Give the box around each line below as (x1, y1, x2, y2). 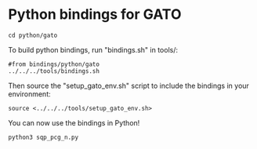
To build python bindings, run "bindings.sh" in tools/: (8, 45, 179, 54)
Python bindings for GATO (8, 5, 182, 24)
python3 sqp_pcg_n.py (8, 133, 79, 141)
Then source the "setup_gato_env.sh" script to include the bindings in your (8, 81, 249, 90)
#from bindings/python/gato (8, 60, 100, 68)
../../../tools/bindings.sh (8, 67, 100, 75)
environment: (8, 89, 51, 99)
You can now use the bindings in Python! (8, 118, 140, 127)
